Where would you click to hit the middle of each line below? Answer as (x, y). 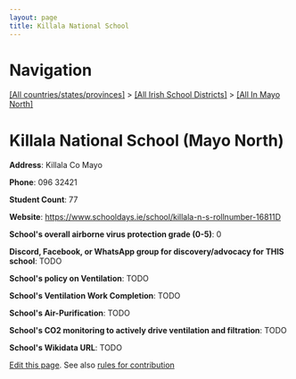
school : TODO (36, 261)
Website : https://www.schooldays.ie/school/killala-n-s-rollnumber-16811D (145, 217)
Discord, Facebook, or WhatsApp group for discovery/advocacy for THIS (147, 252)
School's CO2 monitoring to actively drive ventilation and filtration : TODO (148, 331)
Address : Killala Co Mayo (56, 165)
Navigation (50, 70)
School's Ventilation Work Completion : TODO (95, 296)
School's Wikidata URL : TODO (66, 348)
